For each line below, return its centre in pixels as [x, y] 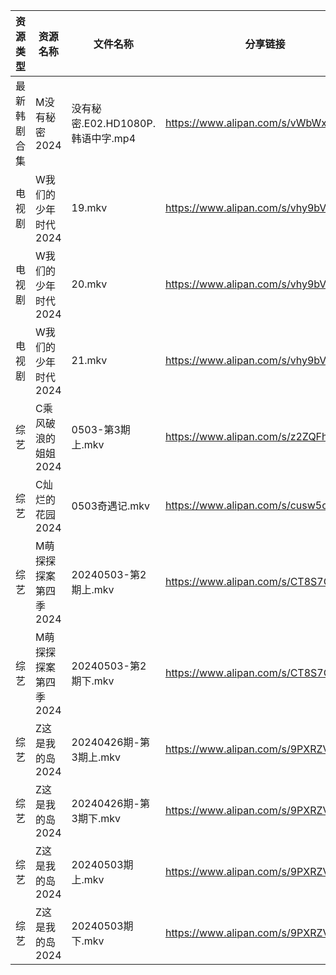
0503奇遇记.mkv [111, 506]
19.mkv [89, 207]
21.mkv [89, 360]
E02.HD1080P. [119, 123]
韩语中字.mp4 [104, 138]
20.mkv [89, 284]
